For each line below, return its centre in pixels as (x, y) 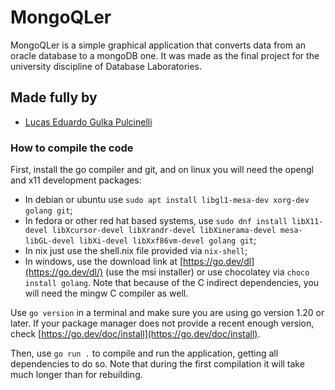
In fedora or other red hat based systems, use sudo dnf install (156, 221)
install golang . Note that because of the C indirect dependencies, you (172, 283)
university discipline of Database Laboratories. (106, 66)
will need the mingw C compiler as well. (106, 293)
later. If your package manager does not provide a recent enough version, (162, 323)
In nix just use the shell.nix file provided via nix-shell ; (136, 251)
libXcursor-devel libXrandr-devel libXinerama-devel (164, 231)
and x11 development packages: (76, 180)
